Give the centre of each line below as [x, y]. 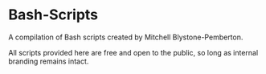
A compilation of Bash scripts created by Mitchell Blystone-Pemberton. [126, 37]
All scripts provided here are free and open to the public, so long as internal [133, 52]
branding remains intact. [49, 61]
